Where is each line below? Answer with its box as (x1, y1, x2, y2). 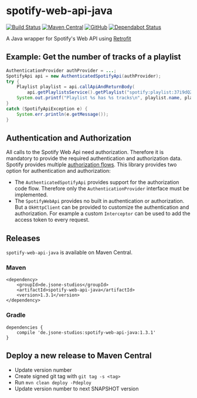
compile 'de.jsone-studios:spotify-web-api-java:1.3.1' (16, 329, 157, 336)
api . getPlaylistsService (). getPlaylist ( (27, 89, 127, 95)
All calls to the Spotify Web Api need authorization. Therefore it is (6, 149, 164, 156)
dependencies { (6, 325, 43, 330)
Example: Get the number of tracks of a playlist (6, 52, 181, 62)
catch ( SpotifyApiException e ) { (6, 106, 88, 112)
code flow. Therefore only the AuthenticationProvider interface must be (14, 185, 189, 192)
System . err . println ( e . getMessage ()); (16, 111, 109, 117)
